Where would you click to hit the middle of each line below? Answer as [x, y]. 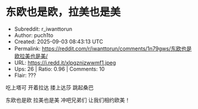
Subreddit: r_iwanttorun [43, 29]
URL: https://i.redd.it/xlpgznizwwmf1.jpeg [65, 62]
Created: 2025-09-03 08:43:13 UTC [59, 41]
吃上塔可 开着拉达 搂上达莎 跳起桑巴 [49, 87]
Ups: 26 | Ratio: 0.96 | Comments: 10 [59, 69]
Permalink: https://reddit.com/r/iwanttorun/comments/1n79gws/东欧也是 [103, 49]
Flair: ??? [25, 75]
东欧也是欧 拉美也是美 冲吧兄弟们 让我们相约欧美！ [68, 100]
